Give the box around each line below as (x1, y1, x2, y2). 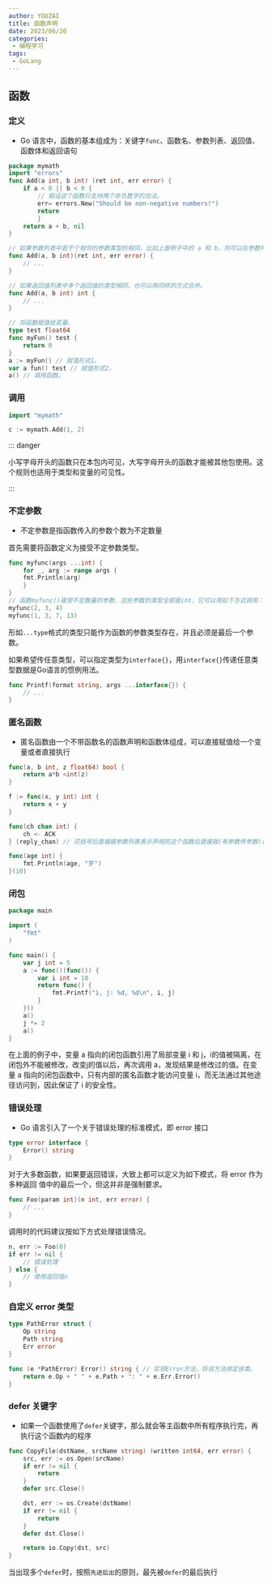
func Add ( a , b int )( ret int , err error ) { (8, 252, 154, 260)
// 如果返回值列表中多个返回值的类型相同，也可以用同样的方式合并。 (8, 281, 206, 290)
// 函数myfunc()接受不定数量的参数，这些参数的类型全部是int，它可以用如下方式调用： (8, 597, 265, 605)
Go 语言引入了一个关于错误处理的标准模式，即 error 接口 (19, 1123, 209, 1132)
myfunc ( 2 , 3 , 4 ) (8, 603, 63, 612)
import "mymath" (8, 411, 63, 419)
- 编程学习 (11, 42, 45, 50)
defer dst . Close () (23, 1530, 85, 1538)
